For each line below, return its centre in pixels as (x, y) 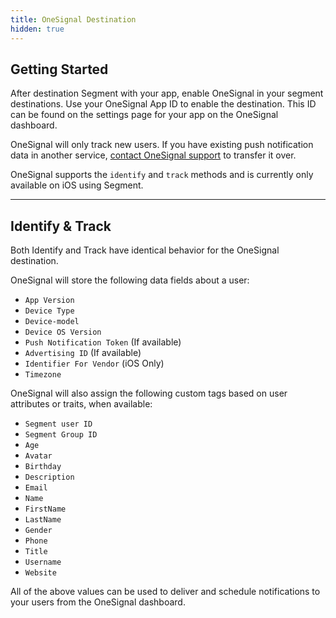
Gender (38, 531)
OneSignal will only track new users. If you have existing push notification (162, 145)
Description (49, 477)
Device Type (49, 311)
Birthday (43, 467)
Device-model (52, 322)
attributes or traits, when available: (81, 404)
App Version (49, 301)
